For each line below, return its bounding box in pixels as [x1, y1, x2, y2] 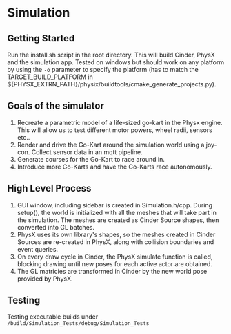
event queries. [17, 245, 59, 253]
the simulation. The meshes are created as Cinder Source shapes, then [17, 216, 219, 224]
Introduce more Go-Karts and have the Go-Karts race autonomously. [17, 163, 212, 171]
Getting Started [7, 33, 75, 44]
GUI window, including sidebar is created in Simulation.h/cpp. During [17, 201, 212, 209]
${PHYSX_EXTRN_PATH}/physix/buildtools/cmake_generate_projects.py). [7, 80, 217, 88]
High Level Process [7, 183, 92, 194]
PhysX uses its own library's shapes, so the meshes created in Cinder [17, 230, 216, 239]
